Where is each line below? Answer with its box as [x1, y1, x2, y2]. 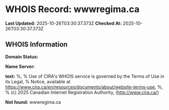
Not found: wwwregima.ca [5, 99, 62, 105]
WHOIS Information [5, 40, 68, 49]
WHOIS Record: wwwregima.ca [5, 4, 140, 15]
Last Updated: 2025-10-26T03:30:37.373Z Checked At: [5, 20, 122, 26]
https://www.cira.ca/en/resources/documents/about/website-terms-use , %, [5, 84, 163, 90]
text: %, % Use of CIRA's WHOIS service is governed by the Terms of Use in [5, 73, 164, 79]
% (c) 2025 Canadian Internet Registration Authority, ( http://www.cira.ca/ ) [5, 89, 159, 95]
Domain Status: [5, 53, 39, 60]
